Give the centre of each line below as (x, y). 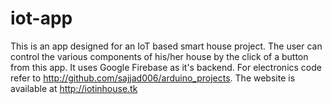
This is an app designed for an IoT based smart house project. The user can (166, 46)
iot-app (41, 18)
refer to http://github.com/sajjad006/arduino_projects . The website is (153, 78)
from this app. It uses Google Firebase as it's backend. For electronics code (166, 67)
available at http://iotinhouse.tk (74, 88)
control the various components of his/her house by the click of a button (159, 56)
